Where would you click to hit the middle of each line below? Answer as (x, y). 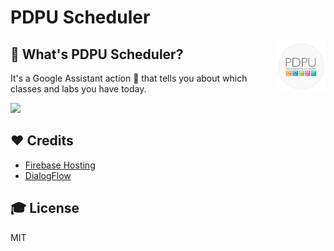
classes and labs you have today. (78, 89)
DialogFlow (48, 175)
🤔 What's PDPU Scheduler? (97, 54)
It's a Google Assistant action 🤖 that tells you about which (129, 78)
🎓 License (45, 208)
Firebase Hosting (60, 165)
